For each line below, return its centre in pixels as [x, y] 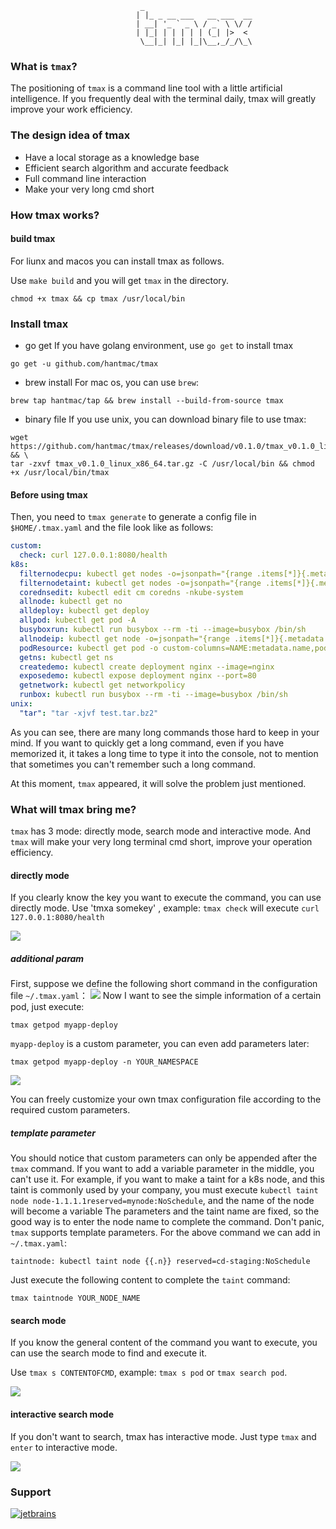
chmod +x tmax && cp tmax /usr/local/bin [98, 298]
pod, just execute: [47, 1007]
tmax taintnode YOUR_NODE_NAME [75, 1298]
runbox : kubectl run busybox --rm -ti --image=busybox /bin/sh [153, 695]
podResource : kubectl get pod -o [89, 648]
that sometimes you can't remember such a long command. [133, 764]
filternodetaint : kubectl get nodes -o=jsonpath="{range [140, 583]
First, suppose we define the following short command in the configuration [164, 984]
